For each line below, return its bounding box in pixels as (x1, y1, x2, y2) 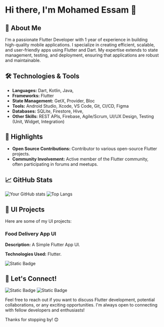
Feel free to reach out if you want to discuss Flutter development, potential (5, 297, 155, 303)
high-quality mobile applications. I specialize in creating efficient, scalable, (5, 42, 155, 48)
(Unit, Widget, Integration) (12, 118, 65, 124)
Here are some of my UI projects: (5, 218, 72, 224)
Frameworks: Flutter (12, 93, 54, 98)
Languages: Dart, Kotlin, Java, (12, 87, 74, 93)
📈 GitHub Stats (5, 176, 53, 184)
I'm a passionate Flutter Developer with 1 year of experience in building (5, 37, 148, 42)
